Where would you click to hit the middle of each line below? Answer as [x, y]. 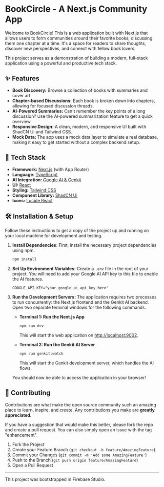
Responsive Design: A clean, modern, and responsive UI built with [79, 127]
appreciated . [18, 415]
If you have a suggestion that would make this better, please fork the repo [79, 424]
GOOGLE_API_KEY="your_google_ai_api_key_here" [60, 288]
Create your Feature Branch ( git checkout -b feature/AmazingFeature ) [84, 449]
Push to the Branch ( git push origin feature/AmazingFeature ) [75, 460]
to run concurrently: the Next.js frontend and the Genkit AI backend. [81, 302]
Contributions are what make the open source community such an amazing [81, 404]
